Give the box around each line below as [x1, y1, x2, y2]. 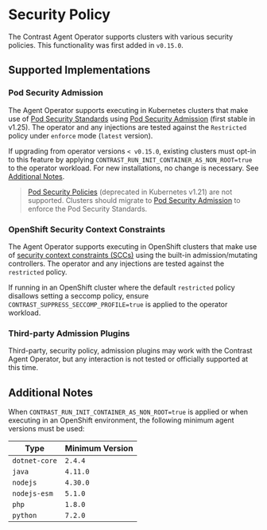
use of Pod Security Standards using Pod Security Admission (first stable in [8, 114, 256, 123]
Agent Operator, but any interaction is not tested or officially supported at [8, 354, 249, 364]
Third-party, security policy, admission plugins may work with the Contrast [8, 346, 253, 356]
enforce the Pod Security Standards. [27, 204, 148, 213]
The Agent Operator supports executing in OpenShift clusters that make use [8, 241, 257, 251]
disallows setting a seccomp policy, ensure [8, 290, 149, 300]
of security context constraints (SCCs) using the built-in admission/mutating [8, 250, 258, 259]
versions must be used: [8, 424, 85, 434]
